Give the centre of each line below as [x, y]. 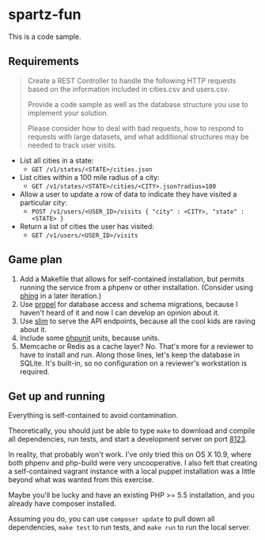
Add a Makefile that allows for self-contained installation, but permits [132, 278]
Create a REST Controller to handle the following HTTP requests [132, 80]
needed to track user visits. [72, 145]
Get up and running [57, 396]
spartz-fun [45, 15]
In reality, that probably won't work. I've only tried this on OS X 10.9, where [130, 454]
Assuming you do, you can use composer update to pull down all [112, 519]
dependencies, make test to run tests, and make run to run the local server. [130, 527]
